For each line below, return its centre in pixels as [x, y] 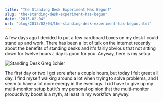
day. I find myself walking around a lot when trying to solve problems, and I [82, 78]
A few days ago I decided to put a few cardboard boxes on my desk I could [82, 38]
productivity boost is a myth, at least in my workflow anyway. [67, 94]
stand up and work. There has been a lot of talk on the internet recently [78, 43]
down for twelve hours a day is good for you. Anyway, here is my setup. [78, 54]
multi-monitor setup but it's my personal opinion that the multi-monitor [77, 89]
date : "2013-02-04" [25, 19]
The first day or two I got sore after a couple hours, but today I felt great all [81, 73]
